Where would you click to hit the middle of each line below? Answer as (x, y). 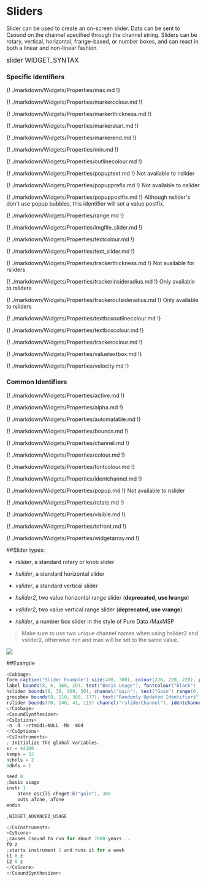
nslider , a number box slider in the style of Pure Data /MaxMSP (95, 621)
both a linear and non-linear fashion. (52, 48)
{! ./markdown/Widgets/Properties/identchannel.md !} (74, 478)
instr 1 (16, 788)
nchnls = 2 (20, 760)
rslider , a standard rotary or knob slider (65, 562)
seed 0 (15, 777)
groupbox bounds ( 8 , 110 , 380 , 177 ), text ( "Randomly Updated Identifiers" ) (104, 697)
